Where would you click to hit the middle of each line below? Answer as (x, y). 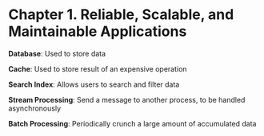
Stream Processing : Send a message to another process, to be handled (127, 99)
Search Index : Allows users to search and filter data (94, 84)
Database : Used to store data (57, 53)
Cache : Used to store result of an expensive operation (98, 68)
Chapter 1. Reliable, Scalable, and (121, 15)
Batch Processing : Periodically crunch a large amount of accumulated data (132, 123)
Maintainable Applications (98, 31)
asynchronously (35, 108)
